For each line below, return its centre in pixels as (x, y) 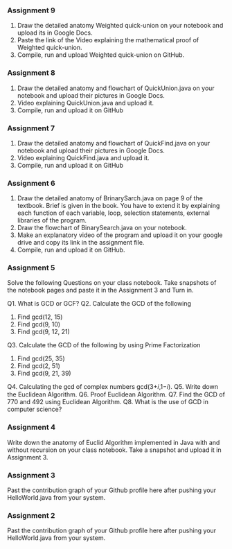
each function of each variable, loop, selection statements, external (113, 213)
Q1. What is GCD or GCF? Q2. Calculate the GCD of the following (99, 304)
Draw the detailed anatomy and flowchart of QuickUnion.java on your (116, 88)
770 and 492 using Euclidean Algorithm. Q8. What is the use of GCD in (108, 402)
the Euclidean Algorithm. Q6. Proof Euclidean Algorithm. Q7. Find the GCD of (116, 394)
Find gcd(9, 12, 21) (44, 332)
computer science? (35, 409)
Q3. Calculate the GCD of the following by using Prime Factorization (104, 345)
